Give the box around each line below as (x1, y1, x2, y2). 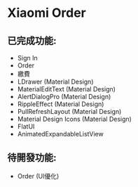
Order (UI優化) (17, 172, 60, 180)
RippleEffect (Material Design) (17, 100, 104, 108)
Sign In (17, 54, 38, 62)
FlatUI (17, 122, 35, 131)
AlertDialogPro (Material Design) (17, 93, 111, 101)
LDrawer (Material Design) (17, 77, 94, 86)
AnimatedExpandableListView (17, 130, 104, 138)
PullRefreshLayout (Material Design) (17, 108, 122, 115)
